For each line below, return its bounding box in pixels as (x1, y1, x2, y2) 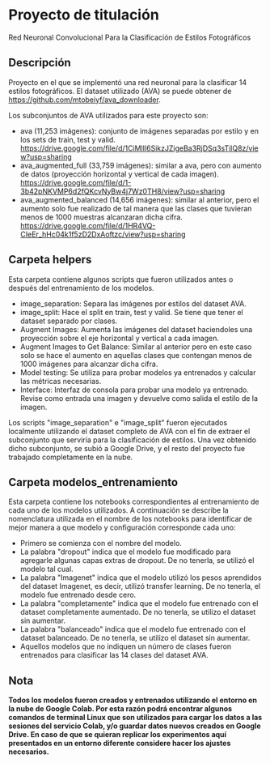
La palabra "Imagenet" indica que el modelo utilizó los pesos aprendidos (19, 573, 262, 582)
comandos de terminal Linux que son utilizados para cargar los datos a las (8, 713, 263, 723)
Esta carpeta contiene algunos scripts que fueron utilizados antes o (8, 274, 234, 284)
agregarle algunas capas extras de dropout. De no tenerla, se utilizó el (19, 556, 255, 565)
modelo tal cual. (19, 565, 74, 574)
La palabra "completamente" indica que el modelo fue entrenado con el (19, 599, 259, 608)
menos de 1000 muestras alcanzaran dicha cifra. (19, 212, 184, 222)
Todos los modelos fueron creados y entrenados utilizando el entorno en (8, 695, 257, 705)
